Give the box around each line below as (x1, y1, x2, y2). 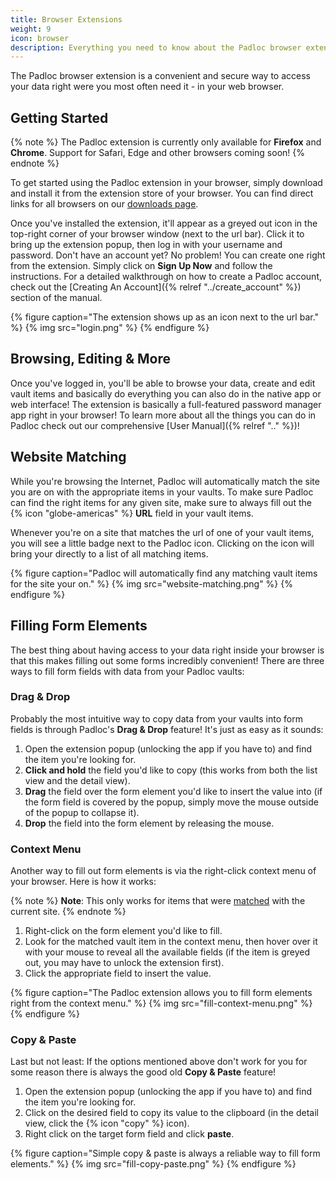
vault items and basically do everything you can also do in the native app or (10, 387, 322, 400)
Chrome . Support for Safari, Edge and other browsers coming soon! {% (10, 147, 305, 159)
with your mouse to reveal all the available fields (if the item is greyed (24, 946, 311, 958)
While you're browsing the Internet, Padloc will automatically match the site (10, 475, 320, 487)
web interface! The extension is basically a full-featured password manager (10, 398, 322, 410)
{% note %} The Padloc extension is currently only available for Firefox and (10, 136, 322, 148)
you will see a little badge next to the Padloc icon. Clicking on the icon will (10, 537, 315, 549)
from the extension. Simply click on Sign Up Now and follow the (10, 260, 273, 272)
